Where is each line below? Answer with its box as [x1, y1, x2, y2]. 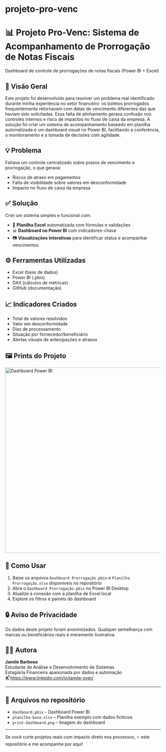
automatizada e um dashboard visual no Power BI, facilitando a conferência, [5, 127, 160, 133]
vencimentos [12, 242, 39, 248]
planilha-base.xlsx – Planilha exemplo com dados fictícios [12, 714, 132, 720]
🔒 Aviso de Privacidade [5, 611, 78, 619]
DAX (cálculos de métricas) [12, 280, 68, 286]
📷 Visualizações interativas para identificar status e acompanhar [12, 235, 148, 241]
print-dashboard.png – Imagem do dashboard [12, 719, 105, 725]
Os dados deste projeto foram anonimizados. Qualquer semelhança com [5, 626, 153, 632]
